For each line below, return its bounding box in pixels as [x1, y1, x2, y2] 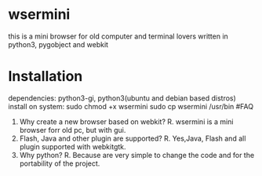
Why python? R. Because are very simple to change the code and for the [19, 150, 255, 159]
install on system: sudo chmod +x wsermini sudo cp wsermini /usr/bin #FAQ [8, 101, 253, 111]
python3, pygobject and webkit [8, 39, 108, 49]
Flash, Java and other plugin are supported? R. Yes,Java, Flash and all [19, 134, 246, 143]
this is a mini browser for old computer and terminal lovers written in [8, 31, 229, 41]
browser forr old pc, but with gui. [19, 125, 126, 134]
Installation [8, 68, 83, 86]
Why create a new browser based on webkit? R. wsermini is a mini [19, 116, 234, 126]
